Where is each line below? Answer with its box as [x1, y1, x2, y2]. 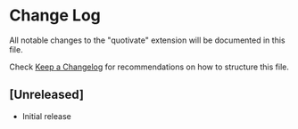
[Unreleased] [9, 87, 85, 102]
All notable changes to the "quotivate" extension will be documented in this [9, 35, 286, 45]
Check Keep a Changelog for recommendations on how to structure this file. [9, 61, 290, 72]
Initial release [21, 110, 71, 121]
